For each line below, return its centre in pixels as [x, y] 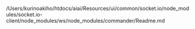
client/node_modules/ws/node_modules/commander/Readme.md [85, 21]
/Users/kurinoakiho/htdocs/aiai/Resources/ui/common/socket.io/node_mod [98, 8]
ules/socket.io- [24, 14]
